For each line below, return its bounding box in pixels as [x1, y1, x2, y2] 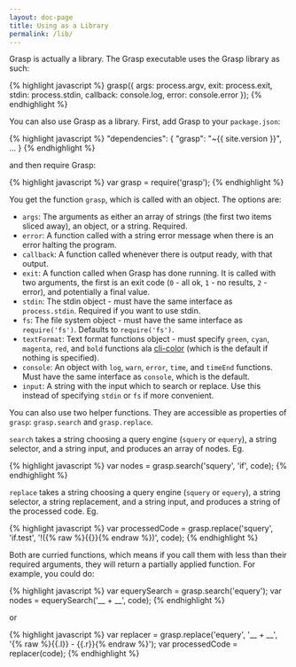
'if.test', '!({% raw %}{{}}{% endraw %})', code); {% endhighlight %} [9, 532, 259, 543]
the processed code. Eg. [9, 506, 99, 516]
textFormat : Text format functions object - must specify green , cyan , [21, 334, 270, 345]
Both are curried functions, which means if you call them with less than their [9, 550, 287, 561]
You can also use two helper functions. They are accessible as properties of [9, 407, 287, 418]
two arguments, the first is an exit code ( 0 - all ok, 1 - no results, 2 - [21, 277, 268, 288]
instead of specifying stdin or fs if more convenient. [21, 391, 214, 401]
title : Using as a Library [9, 21, 109, 30]
